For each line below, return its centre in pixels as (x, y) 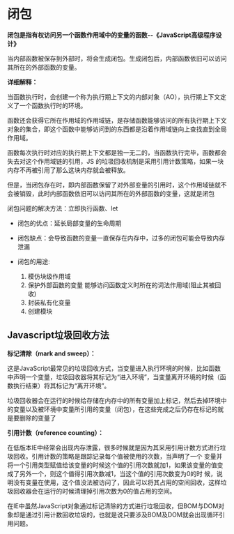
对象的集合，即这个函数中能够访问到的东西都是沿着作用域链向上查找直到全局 (117, 129)
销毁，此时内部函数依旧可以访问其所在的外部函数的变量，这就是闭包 (117, 193)
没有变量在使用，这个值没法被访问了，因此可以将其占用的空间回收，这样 (117, 482)
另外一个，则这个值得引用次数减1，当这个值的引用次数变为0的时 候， (118, 473)
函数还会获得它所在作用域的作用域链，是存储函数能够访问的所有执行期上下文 (117, 120)
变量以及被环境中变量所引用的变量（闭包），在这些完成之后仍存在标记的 (115, 409)
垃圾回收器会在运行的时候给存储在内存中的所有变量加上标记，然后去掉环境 (114, 400)
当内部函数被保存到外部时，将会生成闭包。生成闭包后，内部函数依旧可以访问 (117, 58)
